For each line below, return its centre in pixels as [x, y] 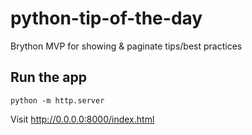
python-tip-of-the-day [106, 18]
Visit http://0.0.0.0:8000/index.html [82, 119]
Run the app [48, 77]
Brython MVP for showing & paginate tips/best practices [126, 46]
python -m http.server [57, 100]
